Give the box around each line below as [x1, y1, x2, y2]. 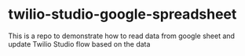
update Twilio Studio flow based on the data [8, 39, 151, 48]
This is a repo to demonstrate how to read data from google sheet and [8, 31, 236, 40]
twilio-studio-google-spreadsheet [8, 5, 237, 23]
